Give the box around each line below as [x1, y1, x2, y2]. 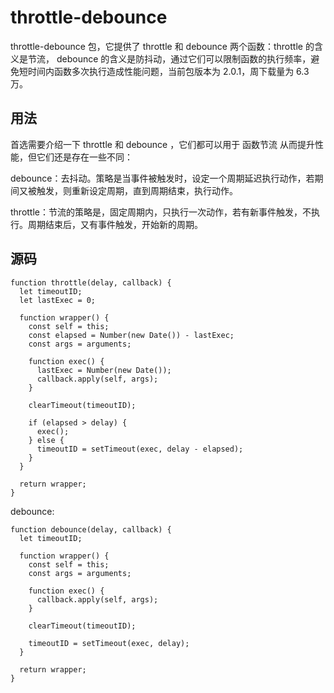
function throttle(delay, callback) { [10, 277, 172, 288]
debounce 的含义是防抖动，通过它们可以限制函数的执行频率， [56, 52, 312, 65]
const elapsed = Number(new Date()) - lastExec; [28, 330, 235, 340]
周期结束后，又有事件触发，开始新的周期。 [27, 218, 203, 230]
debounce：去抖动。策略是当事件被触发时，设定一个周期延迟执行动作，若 [10, 172, 315, 184]
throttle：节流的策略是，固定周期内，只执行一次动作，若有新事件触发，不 [10, 206, 312, 218]
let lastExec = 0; [19, 295, 97, 305]
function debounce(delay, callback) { [10, 524, 172, 535]
